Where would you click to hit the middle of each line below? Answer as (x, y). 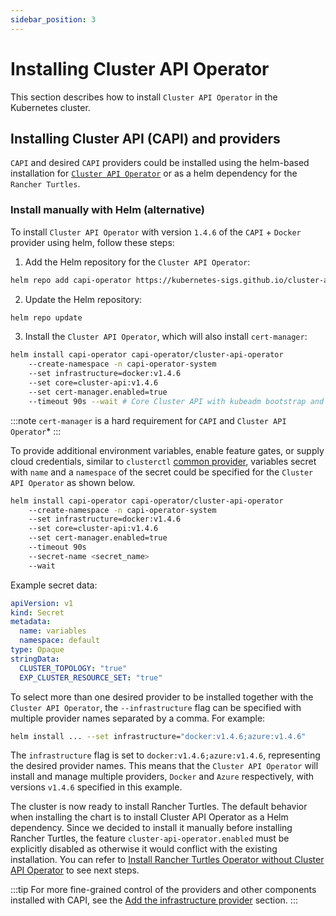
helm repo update (46, 317)
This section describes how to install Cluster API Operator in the (144, 97)
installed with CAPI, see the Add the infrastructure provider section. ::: (154, 900)
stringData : (35, 659)
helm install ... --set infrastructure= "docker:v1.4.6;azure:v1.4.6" (158, 736)
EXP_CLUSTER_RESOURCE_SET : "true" (91, 677)
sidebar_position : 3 (53, 19)
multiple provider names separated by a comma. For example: (138, 718)
